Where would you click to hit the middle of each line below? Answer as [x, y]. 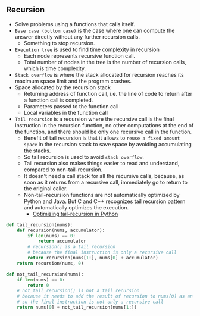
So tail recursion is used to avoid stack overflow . [84, 157]
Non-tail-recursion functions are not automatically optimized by [101, 195]
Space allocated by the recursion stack [63, 87]
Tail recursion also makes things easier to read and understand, [101, 163]
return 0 [38, 285]
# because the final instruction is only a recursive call [102, 252]
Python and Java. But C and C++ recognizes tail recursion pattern [104, 201]
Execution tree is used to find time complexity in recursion [87, 49]
